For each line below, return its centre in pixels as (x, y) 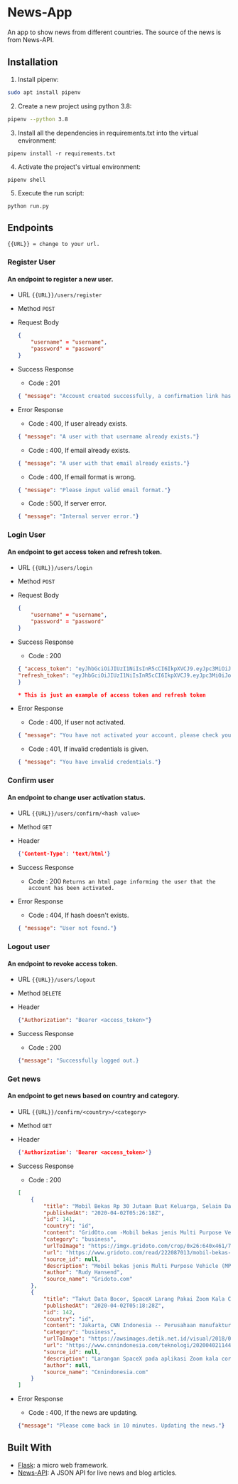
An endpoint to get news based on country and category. (93, 1096)
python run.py (28, 206)
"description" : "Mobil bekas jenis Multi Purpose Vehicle (131, 1266)
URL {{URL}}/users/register (60, 295)
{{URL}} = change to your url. (54, 244)
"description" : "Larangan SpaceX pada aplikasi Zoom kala (131, 1358)
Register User (31, 262)
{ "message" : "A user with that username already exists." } (108, 436)
